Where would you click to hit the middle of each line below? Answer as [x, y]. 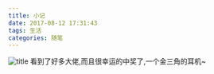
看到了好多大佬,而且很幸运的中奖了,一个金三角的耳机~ [119, 61]
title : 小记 [27, 16]
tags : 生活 [25, 30]
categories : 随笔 [36, 38]
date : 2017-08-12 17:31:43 [53, 23]
